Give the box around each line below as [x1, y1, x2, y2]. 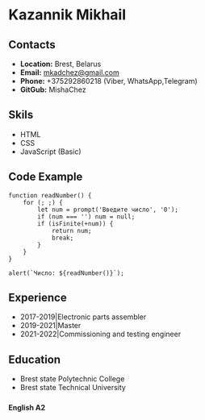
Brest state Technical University [19, 383, 127, 393]
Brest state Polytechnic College [19, 374, 125, 384]
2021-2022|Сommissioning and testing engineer [19, 329, 182, 339]
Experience [8, 291, 67, 305]
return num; [51, 227, 92, 235]
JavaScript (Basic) [19, 147, 82, 156]
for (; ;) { [23, 198, 63, 206]
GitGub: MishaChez [19, 85, 86, 94]
